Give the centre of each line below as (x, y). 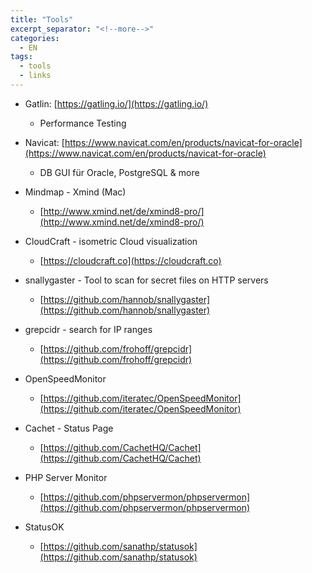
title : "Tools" (42, 19)
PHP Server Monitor (66, 477)
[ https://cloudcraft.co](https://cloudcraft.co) (130, 260)
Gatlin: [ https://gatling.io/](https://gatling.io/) (116, 103)
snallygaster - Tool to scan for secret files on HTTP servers (146, 280)
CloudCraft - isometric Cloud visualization (111, 241)
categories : (35, 38)
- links (35, 76)
